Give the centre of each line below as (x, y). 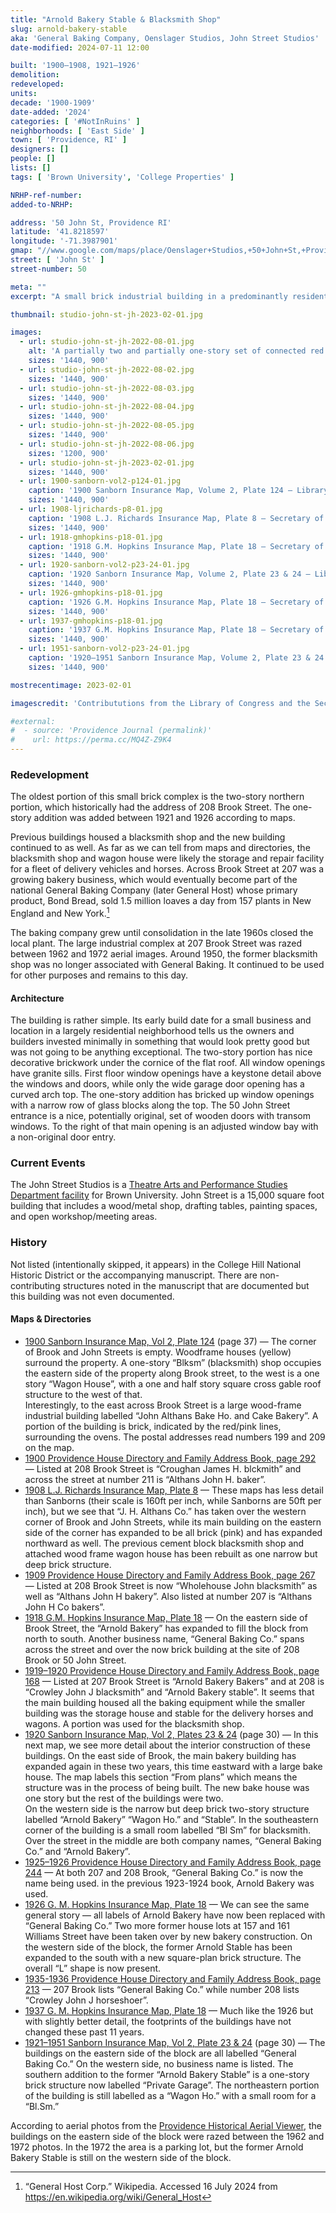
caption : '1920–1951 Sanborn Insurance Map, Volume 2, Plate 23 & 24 (176, 658)
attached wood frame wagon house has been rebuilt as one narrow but (171, 1553)
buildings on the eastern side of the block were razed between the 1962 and (167, 2136)
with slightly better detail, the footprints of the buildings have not (158, 2021)
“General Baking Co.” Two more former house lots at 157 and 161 (157, 1925)
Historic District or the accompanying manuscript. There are (134, 1275)
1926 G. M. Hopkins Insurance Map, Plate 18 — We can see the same (167, 1904)
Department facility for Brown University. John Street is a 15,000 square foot (167, 1195)
